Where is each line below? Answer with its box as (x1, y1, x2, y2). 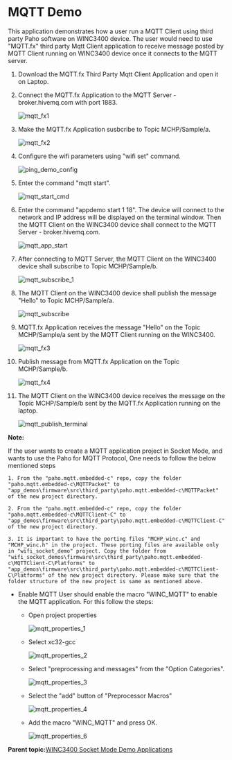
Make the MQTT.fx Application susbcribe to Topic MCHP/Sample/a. (17, 125, 211, 133)
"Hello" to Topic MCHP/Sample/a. (17, 296, 114, 304)
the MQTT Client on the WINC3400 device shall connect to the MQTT (17, 220, 217, 229)
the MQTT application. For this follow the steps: (17, 597, 154, 605)
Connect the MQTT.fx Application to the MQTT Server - (17, 91, 177, 99)
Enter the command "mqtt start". (17, 178, 111, 187)
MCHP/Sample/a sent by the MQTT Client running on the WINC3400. (17, 330, 215, 338)
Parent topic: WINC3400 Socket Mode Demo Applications (8, 745, 173, 753)
